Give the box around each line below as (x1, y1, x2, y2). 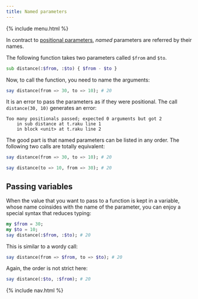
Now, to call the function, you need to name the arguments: (6, 76, 150, 83)
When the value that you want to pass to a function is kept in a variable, (6, 197, 180, 204)
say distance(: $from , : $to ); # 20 (6, 232, 91, 238)
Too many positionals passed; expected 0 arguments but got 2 (6, 116, 162, 122)
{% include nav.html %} (6, 287, 64, 294)
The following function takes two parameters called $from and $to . (6, 54, 167, 61)
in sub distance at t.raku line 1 (16, 121, 101, 127)
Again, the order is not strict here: (6, 265, 88, 272)
